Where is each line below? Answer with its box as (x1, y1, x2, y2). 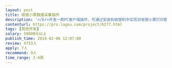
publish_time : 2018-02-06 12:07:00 (5, 36, 81, 41)
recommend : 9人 (5, 50, 37, 55)
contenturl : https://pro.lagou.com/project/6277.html (5, 21, 123, 27)
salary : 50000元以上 (5, 31, 47, 36)
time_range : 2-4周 (5, 55, 44, 60)
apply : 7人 (5, 46, 28, 51)
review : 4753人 (5, 41, 37, 46)
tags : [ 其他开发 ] (5, 27, 39, 32)
